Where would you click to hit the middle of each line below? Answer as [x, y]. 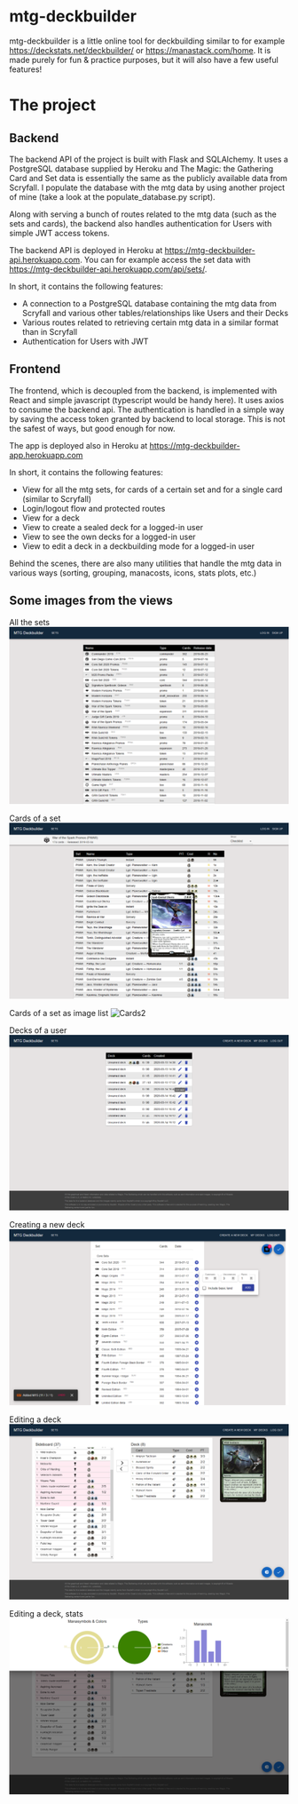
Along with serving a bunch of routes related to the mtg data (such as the [143, 214]
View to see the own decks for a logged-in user [109, 536]
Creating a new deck [47, 1225]
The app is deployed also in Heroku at [78, 445]
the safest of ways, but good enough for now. [92, 428]
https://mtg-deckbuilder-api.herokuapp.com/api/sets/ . [108, 269]
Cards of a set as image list [59, 1013]
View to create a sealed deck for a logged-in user [113, 527]
